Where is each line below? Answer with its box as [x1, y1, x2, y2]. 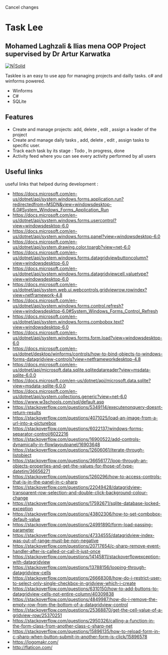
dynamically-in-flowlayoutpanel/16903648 [12, 442, 100, 448]
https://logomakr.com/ [12, 639, 59, 645]
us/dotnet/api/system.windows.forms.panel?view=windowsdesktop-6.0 [12, 233, 161, 239]
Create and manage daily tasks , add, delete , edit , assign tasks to [12, 137, 149, 143]
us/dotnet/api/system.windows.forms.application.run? [12, 196, 124, 202]
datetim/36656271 [12, 468, 50, 474]
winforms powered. [5, 78, 45, 84]
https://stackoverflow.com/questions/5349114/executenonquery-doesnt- [12, 404, 163, 410]
